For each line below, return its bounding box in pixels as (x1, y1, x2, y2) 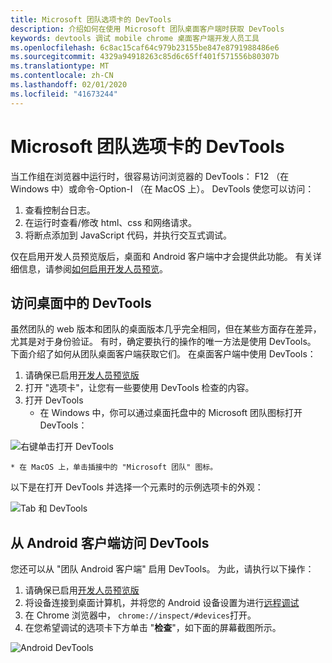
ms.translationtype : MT (10, 61, 110, 71)
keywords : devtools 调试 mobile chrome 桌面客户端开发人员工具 (10, 33, 260, 43)
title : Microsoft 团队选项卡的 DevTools (10, 14, 172, 25)
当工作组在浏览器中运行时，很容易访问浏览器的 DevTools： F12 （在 (10, 170, 290, 182)
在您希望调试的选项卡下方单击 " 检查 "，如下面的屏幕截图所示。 (24, 622, 282, 634)
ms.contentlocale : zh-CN (10, 71, 114, 81)
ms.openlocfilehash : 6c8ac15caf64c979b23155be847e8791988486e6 (10, 42, 280, 53)
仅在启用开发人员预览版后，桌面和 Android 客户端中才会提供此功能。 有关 (10, 250, 313, 262)
